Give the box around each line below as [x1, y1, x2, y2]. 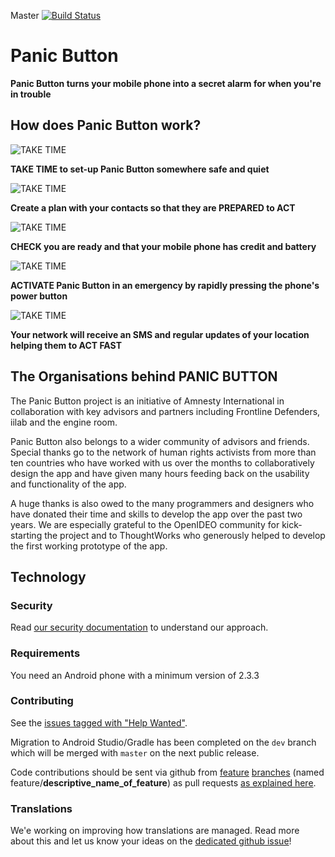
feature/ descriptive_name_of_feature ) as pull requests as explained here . [10, 776, 317, 789]
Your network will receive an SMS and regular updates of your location [10, 328, 310, 340]
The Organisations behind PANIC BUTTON [10, 368, 278, 385]
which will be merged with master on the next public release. [10, 746, 260, 759]
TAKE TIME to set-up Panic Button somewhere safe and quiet [10, 163, 270, 175]
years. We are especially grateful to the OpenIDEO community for [10, 518, 280, 530]
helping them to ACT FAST [10, 339, 123, 351]
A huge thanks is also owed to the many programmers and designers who [10, 497, 315, 509]
